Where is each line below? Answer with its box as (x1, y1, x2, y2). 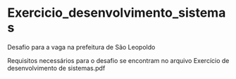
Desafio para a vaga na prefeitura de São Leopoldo (7, 43, 156, 51)
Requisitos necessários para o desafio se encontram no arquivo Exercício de (7, 56, 230, 64)
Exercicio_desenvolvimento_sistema (7, 5, 226, 21)
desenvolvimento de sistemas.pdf (7, 64, 106, 72)
